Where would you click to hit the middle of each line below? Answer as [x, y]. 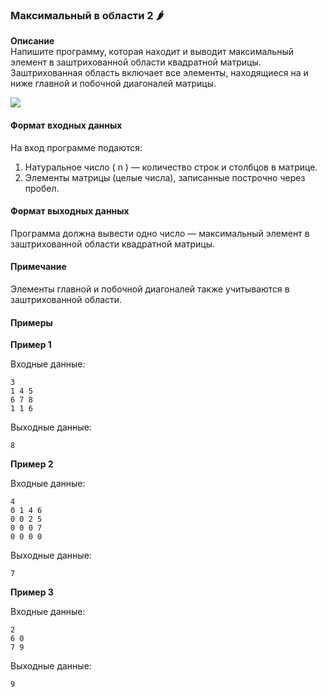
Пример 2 [32, 464]
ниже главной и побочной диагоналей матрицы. [113, 84]
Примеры [31, 322]
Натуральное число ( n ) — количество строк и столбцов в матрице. [171, 167]
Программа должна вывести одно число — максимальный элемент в [160, 233]
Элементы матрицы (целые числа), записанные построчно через [165, 177]
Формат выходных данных [70, 211]
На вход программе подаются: [76, 147]
